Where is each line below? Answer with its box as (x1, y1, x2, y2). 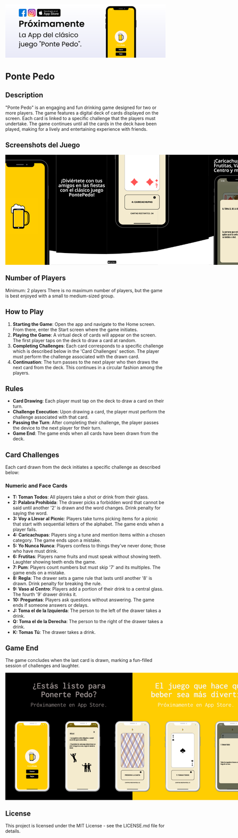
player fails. (12, 526, 37, 533)
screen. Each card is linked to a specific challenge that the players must (5, 115, 156, 121)
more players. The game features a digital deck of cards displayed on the (5, 109, 159, 116)
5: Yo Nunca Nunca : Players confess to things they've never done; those (12, 542, 166, 548)
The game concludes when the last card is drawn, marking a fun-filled (5, 657, 153, 663)
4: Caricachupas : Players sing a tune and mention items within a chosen (12, 532, 165, 538)
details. (5, 828, 21, 834)
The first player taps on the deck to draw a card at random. (12, 337, 137, 343)
